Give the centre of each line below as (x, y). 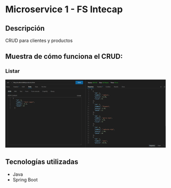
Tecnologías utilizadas (42, 162)
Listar (13, 71)
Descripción (25, 28)
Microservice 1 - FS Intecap (64, 9)
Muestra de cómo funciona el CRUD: (64, 56)
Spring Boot (25, 179)
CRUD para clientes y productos (39, 40)
